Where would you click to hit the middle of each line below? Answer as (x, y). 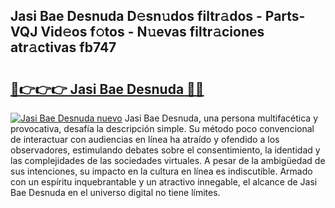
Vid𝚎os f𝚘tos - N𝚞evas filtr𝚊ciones (152, 32)
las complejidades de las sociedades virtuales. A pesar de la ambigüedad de (168, 160)
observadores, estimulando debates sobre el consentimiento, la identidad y (165, 150)
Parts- (285, 16)
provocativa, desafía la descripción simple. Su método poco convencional (162, 128)
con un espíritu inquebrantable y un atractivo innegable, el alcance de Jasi (164, 182)
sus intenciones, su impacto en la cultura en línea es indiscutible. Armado (161, 171)
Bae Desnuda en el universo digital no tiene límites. (115, 192)
